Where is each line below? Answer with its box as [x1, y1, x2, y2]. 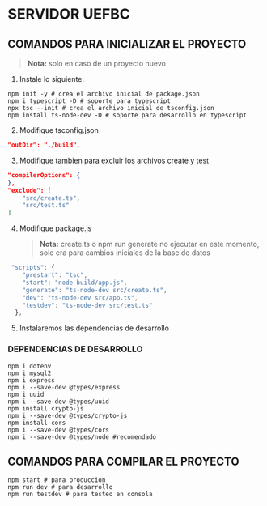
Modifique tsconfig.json [19, 125, 99, 134]
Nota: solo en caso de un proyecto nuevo [27, 58, 167, 68]
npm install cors [7, 419, 66, 427]
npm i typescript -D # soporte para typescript [7, 97, 172, 105]
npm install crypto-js [7, 404, 84, 413]
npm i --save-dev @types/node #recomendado [7, 432, 157, 441]
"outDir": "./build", [7, 141, 81, 149]
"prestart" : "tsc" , [22, 271, 88, 279]
